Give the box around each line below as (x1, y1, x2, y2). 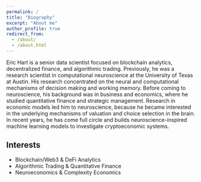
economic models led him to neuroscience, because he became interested (6, 103, 191, 111)
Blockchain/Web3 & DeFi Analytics (14, 156, 101, 163)
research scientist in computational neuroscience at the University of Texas (6, 71, 194, 79)
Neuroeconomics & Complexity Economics (14, 169, 122, 176)
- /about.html (11, 43, 47, 49)
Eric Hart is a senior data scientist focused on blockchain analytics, (6, 58, 173, 66)
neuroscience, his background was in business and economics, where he (6, 91, 188, 98)
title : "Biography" (6, 14, 55, 20)
